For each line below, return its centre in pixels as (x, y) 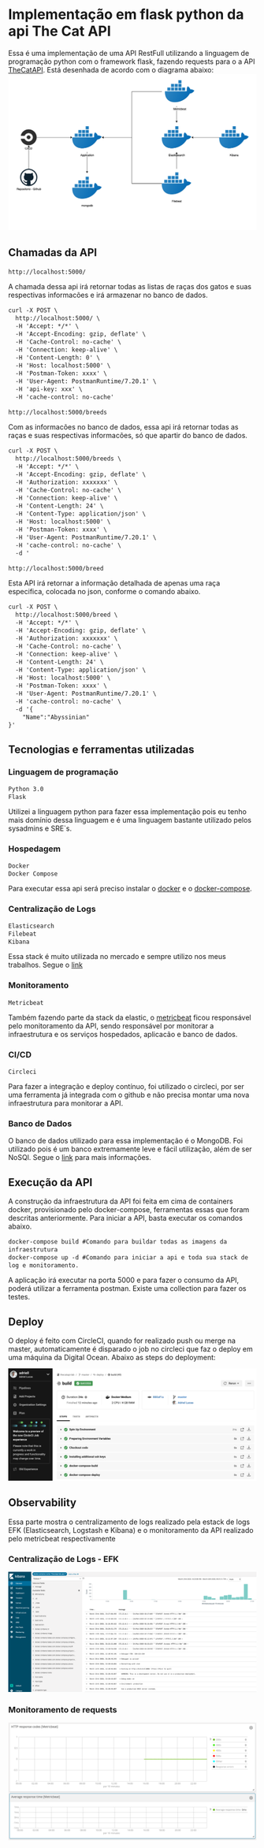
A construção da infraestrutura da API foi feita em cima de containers (121, 1201)
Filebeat (22, 934)
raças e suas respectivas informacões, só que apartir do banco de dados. (128, 436)
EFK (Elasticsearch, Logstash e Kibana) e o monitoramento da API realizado (131, 1530)
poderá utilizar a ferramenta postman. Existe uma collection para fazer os (127, 1288)
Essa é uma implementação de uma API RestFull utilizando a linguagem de (129, 53)
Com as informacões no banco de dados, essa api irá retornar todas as (123, 427)
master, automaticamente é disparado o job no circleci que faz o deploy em (131, 1349)
